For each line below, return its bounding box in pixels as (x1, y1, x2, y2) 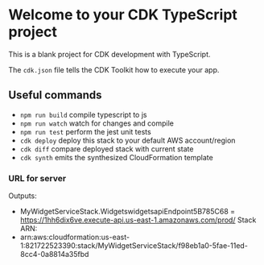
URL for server (8, 172, 67, 184)
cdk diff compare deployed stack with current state (19, 143, 194, 154)
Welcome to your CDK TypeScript (8, 6, 237, 24)
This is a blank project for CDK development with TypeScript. (8, 49, 211, 59)
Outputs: (8, 191, 38, 201)
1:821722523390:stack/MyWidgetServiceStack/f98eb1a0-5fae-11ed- (19, 241, 248, 251)
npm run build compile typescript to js (19, 110, 147, 119)
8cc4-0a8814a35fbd (19, 250, 89, 259)
